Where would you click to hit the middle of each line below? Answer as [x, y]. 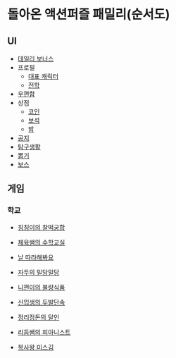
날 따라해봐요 [36, 257]
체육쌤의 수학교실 [41, 242]
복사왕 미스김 [36, 347]
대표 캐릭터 [43, 76]
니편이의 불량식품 [41, 287]
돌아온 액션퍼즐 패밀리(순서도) [89, 14]
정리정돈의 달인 [38, 317]
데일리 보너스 [36, 58]
